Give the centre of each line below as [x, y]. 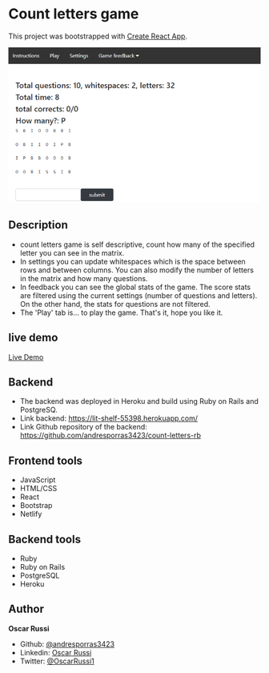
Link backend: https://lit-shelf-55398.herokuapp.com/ [109, 418]
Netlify [31, 514]
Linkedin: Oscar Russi [56, 652]
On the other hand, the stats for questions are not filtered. [115, 304]
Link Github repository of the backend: [84, 427]
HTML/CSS [38, 489]
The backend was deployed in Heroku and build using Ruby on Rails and [139, 401]
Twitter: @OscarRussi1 [57, 661]
